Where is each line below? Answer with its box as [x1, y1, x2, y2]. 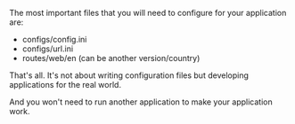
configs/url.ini [21, 43, 74, 54]
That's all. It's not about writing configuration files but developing [9, 70, 250, 81]
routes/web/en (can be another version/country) [21, 53, 201, 63]
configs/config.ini [21, 35, 87, 44]
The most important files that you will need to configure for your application [9, 8, 287, 18]
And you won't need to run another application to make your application [9, 97, 274, 107]
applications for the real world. [9, 80, 122, 89]
